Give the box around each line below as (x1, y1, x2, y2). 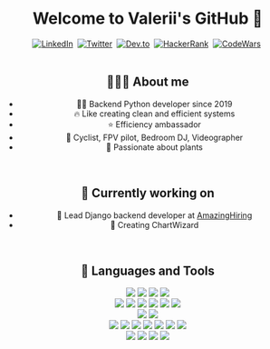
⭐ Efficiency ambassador (107, 118, 202, 130)
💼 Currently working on (81, 185, 215, 201)
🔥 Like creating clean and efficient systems (73, 108, 236, 119)
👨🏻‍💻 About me (106, 75, 189, 90)
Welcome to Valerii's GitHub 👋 (32, 8, 264, 29)
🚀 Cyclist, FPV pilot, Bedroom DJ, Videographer (65, 132, 244, 143)
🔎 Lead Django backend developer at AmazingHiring (56, 209, 253, 221)
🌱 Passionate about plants (105, 141, 204, 153)
